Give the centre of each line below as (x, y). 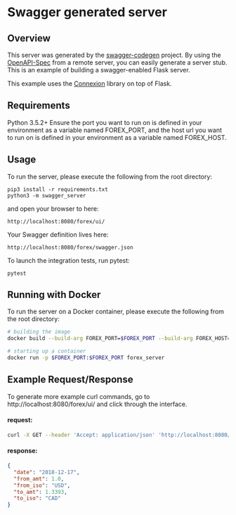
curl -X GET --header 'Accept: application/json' (81, 435)
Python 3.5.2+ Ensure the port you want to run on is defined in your (105, 122)
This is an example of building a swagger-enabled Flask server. (99, 70)
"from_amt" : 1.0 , (39, 478)
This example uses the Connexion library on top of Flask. (90, 84)
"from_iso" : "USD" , (42, 485)
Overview (29, 38)
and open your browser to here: (53, 209)
